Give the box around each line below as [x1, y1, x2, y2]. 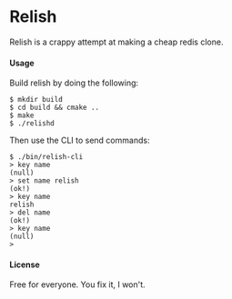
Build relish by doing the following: [9, 77, 139, 88]
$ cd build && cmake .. [9, 103, 100, 113]
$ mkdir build [9, 95, 64, 105]
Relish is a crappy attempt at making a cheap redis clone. [9, 36, 224, 47]
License [9, 259, 41, 270]
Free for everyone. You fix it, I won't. [9, 279, 146, 290]
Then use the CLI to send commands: [9, 135, 150, 146]
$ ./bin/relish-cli [9, 153, 84, 162]
